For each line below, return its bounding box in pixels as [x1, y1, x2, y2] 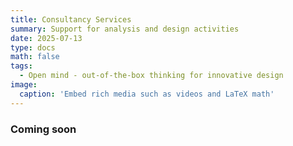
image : [10, 80, 38, 90]
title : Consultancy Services [10, 14, 132, 25]
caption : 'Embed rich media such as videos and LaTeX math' [19, 89, 275, 99]
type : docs [10, 42, 56, 53]
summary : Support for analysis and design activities [10, 24, 240, 34]
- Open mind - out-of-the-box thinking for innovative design [19, 71, 284, 81]
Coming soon [10, 122, 77, 136]
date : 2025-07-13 [10, 33, 83, 43]
